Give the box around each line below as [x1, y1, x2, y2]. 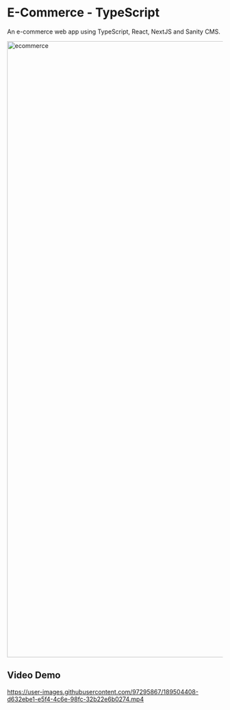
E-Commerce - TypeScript [7, 5, 159, 21]
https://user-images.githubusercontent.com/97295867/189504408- [7, 687, 199, 696]
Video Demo [7, 670, 61, 681]
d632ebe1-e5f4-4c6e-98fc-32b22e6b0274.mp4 [7, 695, 144, 703]
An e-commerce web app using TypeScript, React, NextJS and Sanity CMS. [7, 27, 221, 36]
